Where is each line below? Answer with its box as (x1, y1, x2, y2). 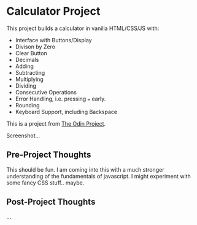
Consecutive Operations (15, 88, 77, 96)
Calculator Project (6, 4, 101, 18)
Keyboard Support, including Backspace (15, 108, 118, 115)
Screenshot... (6, 132, 41, 139)
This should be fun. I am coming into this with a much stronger (6, 166, 164, 173)
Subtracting (15, 69, 45, 76)
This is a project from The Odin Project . (6, 120, 106, 127)
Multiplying (15, 75, 44, 83)
